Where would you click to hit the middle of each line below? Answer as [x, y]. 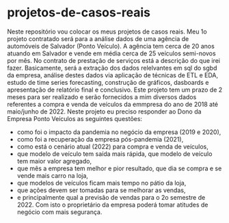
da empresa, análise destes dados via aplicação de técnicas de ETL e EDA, [113, 75]
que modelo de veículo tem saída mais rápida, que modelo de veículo [114, 154]
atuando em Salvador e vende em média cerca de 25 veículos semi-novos [112, 53]
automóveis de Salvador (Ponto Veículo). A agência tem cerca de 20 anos [111, 46]
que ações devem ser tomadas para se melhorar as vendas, [101, 190]
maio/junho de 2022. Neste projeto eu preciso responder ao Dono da [104, 112]
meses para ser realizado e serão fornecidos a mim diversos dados [102, 96]
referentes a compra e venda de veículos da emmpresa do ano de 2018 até [113, 104]
